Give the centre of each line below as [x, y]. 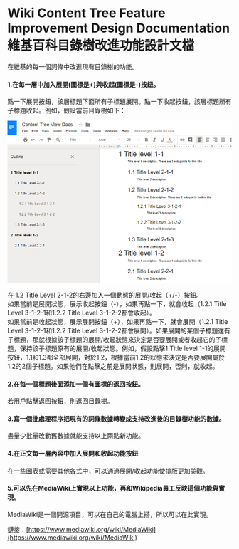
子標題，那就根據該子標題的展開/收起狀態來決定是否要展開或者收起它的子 [115, 340]
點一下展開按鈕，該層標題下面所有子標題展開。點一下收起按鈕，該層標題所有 [119, 102]
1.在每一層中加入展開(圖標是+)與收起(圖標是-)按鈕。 [84, 84]
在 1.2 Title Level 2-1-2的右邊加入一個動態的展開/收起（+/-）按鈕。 [105, 295]
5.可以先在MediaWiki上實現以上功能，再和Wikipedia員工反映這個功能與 [113, 488]
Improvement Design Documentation [118, 28]
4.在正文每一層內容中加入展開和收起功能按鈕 [73, 454]
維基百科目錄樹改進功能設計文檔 [101, 46]
